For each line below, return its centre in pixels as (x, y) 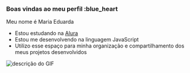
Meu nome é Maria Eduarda (40, 22)
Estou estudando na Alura (46, 33)
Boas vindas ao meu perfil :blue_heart (62, 9)
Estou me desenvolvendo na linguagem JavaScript (77, 40)
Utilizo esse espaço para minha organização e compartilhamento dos (99, 46)
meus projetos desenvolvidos (51, 52)
